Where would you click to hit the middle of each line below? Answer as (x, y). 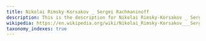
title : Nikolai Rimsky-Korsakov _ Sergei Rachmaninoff (78, 12)
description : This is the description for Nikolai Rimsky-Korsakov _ (97, 17)
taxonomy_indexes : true (37, 29)
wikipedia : (20, 23)
